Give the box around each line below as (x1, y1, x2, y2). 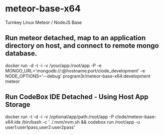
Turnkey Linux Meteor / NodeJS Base (5, 19, 82, 25)
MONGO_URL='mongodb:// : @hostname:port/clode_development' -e (5, 67, 146, 73)
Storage (5, 100, 31, 109)
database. (5, 49, 37, 58)
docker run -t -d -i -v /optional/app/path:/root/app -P (5, 114, 114, 120)
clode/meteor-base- (115, 114, 157, 120)
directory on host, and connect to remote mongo (5, 42, 159, 50)
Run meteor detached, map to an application (5, 34, 146, 42)
